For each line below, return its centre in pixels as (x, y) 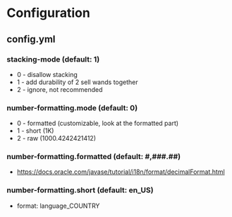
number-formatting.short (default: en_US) (80, 190)
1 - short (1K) (35, 131)
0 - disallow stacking (47, 74)
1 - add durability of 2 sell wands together (77, 82)
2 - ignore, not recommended (60, 89)
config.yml (31, 39)
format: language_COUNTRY (58, 206)
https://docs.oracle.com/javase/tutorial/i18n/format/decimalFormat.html (121, 172)
